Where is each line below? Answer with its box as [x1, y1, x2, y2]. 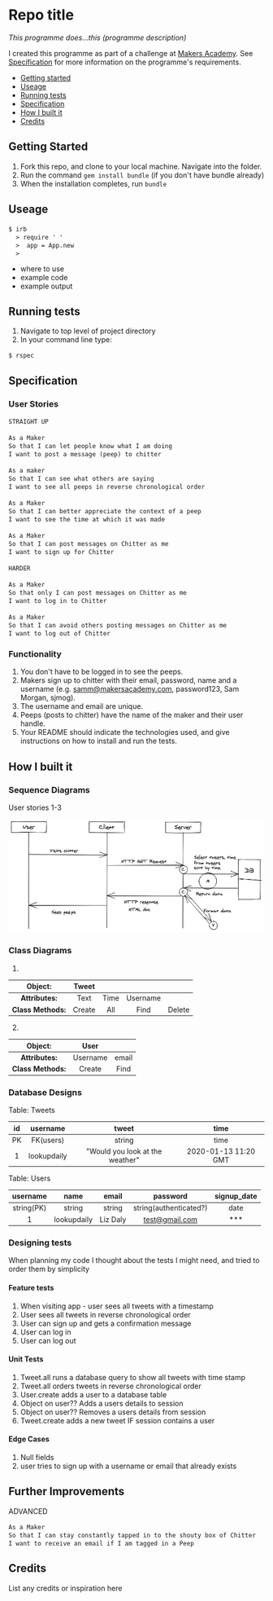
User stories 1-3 [8, 803, 63, 812]
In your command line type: [19, 335, 112, 345]
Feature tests [8, 1282, 54, 1292]
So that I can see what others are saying [8, 475, 154, 483]
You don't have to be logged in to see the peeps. [19, 666, 184, 677]
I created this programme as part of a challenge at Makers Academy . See [8, 48, 253, 58]
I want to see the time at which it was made [8, 516, 165, 524]
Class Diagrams [8, 945, 72, 957]
